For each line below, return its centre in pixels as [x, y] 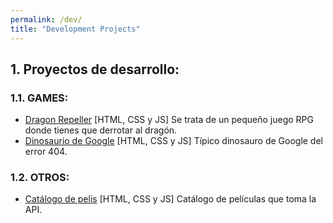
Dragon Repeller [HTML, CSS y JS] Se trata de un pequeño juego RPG [169, 120]
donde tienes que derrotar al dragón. [101, 130]
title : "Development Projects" [75, 29]
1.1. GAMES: [39, 98]
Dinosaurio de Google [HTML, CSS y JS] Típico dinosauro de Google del [173, 141]
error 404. [46, 152]
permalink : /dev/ [46, 19]
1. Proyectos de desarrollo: [95, 69]
